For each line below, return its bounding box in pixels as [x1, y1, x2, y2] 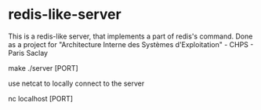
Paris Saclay [8, 48, 49, 57]
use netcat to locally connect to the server [8, 79, 145, 88]
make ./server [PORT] [8, 63, 78, 72]
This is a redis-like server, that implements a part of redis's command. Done [8, 31, 253, 41]
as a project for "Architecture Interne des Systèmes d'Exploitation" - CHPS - [8, 39, 254, 49]
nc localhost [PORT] [8, 93, 73, 103]
